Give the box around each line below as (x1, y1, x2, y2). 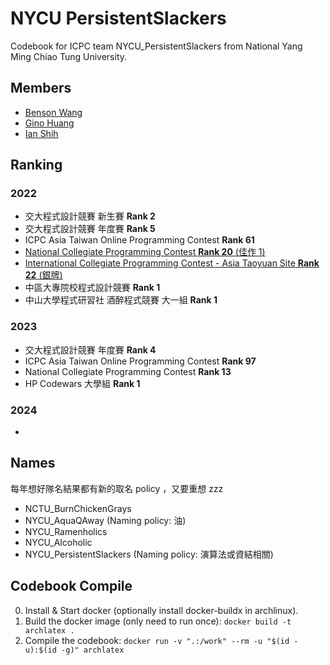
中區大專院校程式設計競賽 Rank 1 (24, 282, 161, 294)
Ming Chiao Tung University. (10, 50, 128, 62)
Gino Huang (24, 117, 75, 129)
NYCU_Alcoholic (24, 536, 93, 548)
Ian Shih (24, 127, 59, 139)
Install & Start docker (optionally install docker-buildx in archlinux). (24, 604, 299, 616)
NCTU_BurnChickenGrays (24, 502, 132, 514)
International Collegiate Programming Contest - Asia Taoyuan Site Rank (24, 257, 320, 269)
